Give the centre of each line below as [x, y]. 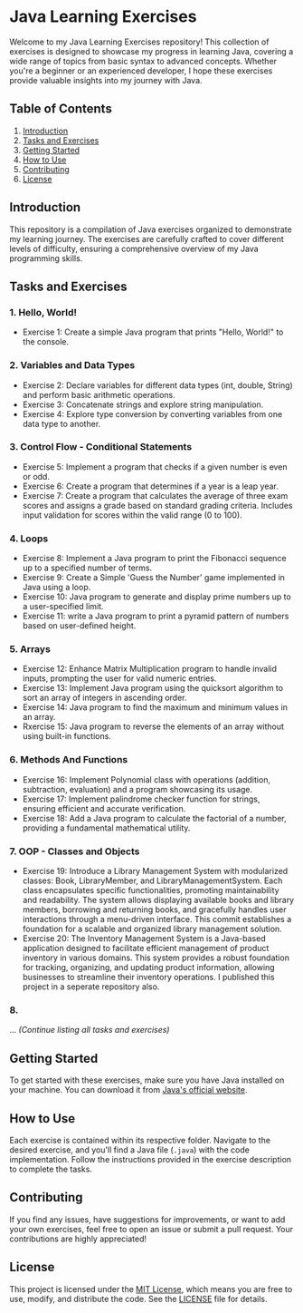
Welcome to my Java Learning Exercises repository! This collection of [139, 42]
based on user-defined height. [79, 626]
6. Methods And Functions [69, 760]
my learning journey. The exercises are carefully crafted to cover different [147, 238]
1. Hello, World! [43, 312]
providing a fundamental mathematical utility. [106, 828]
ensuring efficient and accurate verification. [104, 808]
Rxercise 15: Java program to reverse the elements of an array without [153, 726]
